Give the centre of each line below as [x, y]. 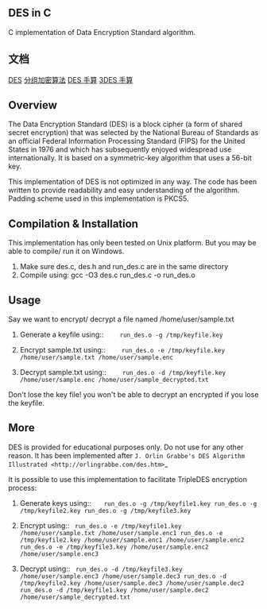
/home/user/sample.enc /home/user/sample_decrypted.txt [114, 380]
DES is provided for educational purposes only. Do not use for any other [126, 447]
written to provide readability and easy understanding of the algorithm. [124, 191]
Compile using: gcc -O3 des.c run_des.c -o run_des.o [108, 275]
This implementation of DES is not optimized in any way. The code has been [133, 182]
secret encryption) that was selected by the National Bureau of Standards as [133, 133]
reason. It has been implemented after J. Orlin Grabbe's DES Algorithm [127, 455]
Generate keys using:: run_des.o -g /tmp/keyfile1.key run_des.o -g [138, 503]
